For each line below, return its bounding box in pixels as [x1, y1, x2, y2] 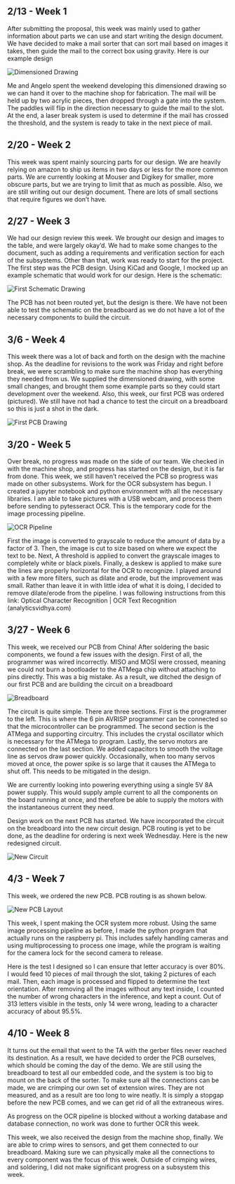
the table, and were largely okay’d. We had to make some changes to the [7, 242, 217, 250]
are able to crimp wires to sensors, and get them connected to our [7, 1140, 199, 1149]
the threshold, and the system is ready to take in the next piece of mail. [7, 119, 213, 127]
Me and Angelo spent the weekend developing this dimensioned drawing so [7, 81, 227, 90]
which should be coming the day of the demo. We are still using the [7, 1060, 202, 1070]
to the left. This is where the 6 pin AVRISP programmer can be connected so [7, 714, 228, 723]
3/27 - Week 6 [7, 624, 71, 636]
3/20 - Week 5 [7, 438, 72, 450]
